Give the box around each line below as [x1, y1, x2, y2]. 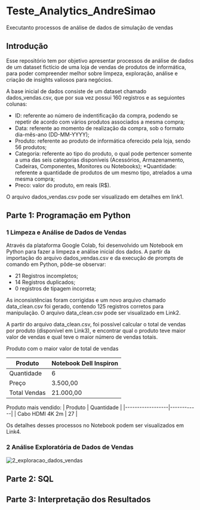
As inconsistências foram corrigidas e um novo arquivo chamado [6, 296, 166, 304]
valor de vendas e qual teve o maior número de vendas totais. [6, 333, 158, 341]
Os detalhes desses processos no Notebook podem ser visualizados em [6, 422, 184, 429]
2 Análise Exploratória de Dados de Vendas [6, 443, 134, 452]
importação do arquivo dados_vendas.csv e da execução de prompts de [6, 255, 184, 262]
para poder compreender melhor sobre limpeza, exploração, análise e [6, 70, 178, 77]
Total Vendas [9, 389, 46, 397]
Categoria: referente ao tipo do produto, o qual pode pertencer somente [14, 150, 192, 157]
